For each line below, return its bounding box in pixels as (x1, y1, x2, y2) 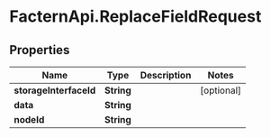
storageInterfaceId (14, 84, 96, 97)
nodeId (14, 114, 45, 125)
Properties (9, 42, 70, 58)
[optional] (199, 84, 241, 97)
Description (140, 69, 192, 81)
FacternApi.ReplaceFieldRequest (9, 6, 262, 27)
